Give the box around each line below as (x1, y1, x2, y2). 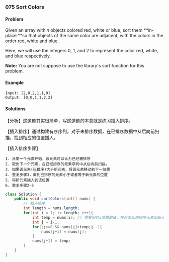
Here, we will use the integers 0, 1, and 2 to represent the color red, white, (5, 48, 158, 54)
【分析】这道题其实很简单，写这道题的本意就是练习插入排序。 (5, 117, 133, 124)
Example (5, 79, 24, 85)
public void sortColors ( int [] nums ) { (14, 196, 96, 202)
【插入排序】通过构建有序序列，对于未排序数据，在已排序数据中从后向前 (5, 128, 155, 134)
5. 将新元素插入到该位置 (5, 178, 50, 183)
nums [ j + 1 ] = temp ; (32, 238, 71, 243)
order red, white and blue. (5, 38, 59, 44)
